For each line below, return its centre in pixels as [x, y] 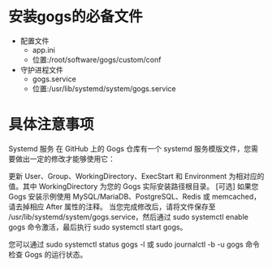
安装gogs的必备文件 [76, 17]
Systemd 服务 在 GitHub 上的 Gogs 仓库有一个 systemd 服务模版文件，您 [130, 148]
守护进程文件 [41, 69]
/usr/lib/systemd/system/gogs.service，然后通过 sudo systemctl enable [129, 217]
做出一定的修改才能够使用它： [65, 159]
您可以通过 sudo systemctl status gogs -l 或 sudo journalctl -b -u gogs [126, 244]
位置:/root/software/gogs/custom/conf [97, 59]
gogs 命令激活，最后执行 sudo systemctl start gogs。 [98, 227]
